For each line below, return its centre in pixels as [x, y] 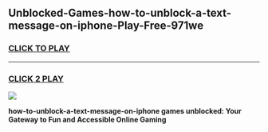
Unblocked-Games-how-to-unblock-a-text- [120, 13]
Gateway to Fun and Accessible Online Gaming [87, 119]
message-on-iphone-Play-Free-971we [106, 26]
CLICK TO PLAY [39, 49]
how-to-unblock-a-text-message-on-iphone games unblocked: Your [125, 110]
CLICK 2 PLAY [36, 78]
